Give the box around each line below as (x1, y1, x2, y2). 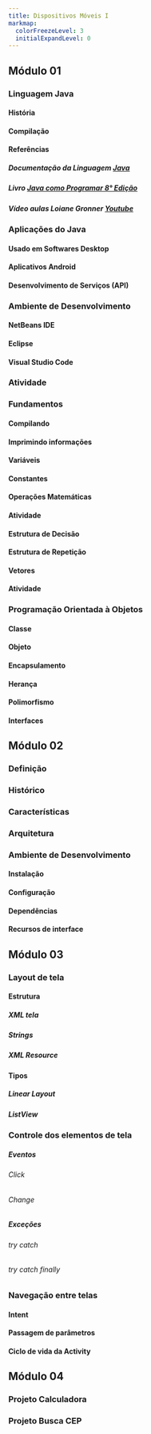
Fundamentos (8, 398, 64, 410)
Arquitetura (8, 827, 54, 839)
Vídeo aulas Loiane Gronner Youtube (8, 203, 134, 213)
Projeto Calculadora (8, 1394, 87, 1405)
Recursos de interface (8, 925, 84, 934)
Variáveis (8, 456, 41, 465)
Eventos (8, 1150, 37, 1159)
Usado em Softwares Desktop (8, 243, 109, 253)
